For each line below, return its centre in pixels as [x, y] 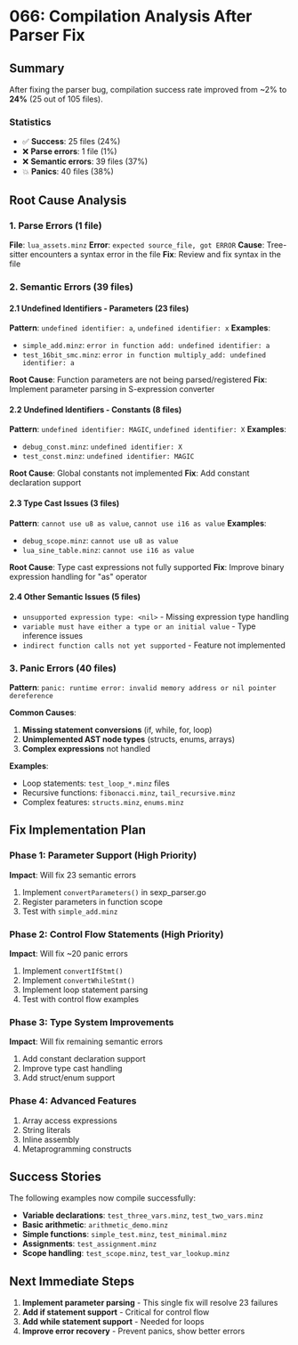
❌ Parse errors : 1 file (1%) [69, 151]
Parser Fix [48, 35]
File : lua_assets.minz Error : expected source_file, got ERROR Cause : [137, 245]
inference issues [52, 635]
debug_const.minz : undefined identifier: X [102, 446]
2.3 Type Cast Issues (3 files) [64, 503]
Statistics [30, 122]
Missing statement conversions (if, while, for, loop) [117, 730]
